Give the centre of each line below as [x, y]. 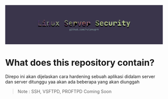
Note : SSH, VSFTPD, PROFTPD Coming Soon [64, 91]
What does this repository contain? [80, 63]
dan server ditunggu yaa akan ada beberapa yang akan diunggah [72, 82]
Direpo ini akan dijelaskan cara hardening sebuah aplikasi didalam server [80, 76]
